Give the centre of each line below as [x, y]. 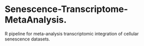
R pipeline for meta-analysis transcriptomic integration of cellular [72, 33]
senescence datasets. [28, 39]
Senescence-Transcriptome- [66, 9]
